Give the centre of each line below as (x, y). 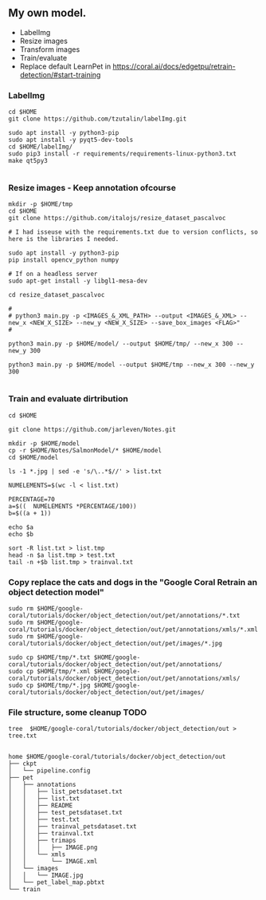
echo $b (21, 534)
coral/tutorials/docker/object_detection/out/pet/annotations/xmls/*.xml (133, 630)
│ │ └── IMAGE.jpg (46, 876)
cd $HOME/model (33, 457)
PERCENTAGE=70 (32, 499)
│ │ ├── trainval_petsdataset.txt (72, 827)
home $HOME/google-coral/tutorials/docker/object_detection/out (117, 757)
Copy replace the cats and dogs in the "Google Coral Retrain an (133, 582)
